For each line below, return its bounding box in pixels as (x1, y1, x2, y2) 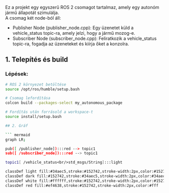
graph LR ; (5, 137, 26, 142)
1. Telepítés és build (5, 55, 68, 64)
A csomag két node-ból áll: (5, 15, 61, 21)
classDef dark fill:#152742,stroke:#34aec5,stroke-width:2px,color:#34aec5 (5, 174, 167, 179)
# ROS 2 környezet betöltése (5, 82, 66, 87)
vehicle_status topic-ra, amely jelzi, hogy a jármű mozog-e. (12, 30, 135, 36)
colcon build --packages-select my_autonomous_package (5, 100, 123, 105)
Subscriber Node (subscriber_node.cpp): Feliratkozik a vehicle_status (12, 35, 157, 41)
